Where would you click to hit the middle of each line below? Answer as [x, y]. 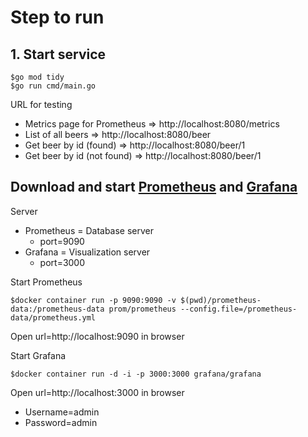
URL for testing [41, 104]
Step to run [57, 17]
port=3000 [62, 262]
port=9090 [62, 241]
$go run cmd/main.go [53, 86]
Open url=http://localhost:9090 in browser [97, 336]
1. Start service [58, 54]
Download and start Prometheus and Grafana [154, 187]
